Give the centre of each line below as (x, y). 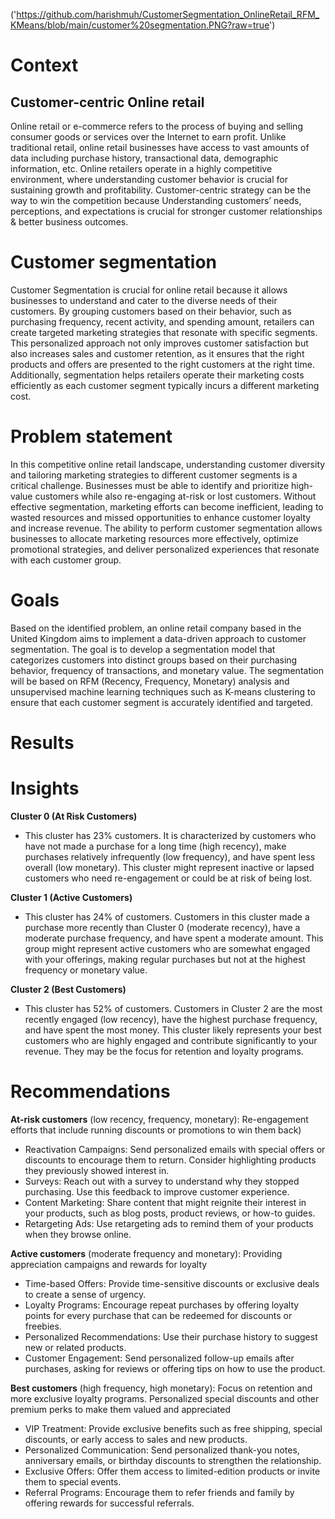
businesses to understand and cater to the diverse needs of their (144, 300)
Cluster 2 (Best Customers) (68, 989)
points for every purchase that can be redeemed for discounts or (158, 1315)
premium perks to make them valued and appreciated (121, 1409)
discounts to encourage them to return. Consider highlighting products (170, 1160)
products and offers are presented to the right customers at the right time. (162, 364)
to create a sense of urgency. (85, 1294)
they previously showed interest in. (97, 1170)
